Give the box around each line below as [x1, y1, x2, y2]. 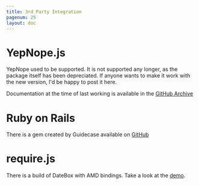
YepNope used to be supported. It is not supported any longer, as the [6, 65, 178, 73]
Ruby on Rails [6, 111, 76, 125]
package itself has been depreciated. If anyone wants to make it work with [6, 72, 191, 79]
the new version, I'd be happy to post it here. [6, 79, 117, 86]
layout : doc [6, 20, 36, 26]
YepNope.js [6, 46, 66, 59]
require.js [6, 152, 56, 166]
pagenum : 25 [6, 14, 36, 20]
